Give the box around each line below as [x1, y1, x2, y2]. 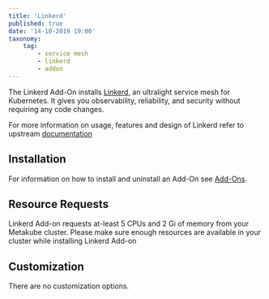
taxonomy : [8, 34, 42, 43]
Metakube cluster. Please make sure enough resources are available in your [8, 227, 262, 237]
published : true [8, 19, 63, 28]
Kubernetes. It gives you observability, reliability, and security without [8, 95, 241, 106]
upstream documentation [8, 128, 93, 138]
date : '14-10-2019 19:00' [8, 27, 96, 35]
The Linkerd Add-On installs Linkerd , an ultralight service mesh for [8, 87, 231, 97]
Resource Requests [8, 197, 109, 211]
